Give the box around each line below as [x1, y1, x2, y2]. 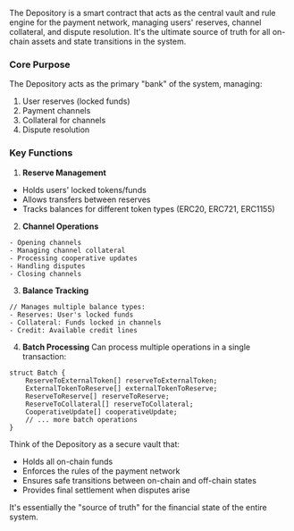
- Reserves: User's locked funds [9, 310, 134, 319]
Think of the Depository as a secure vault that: [9, 438, 181, 450]
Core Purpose [9, 58, 71, 71]
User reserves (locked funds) [21, 96, 131, 106]
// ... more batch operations [25, 415, 139, 424]
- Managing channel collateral [9, 246, 126, 255]
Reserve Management [21, 167, 107, 178]
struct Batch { [9, 368, 66, 377]
